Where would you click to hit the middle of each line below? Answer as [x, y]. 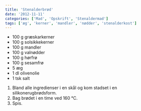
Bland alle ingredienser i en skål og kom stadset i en [65, 88]
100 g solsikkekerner [33, 42]
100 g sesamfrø [28, 63]
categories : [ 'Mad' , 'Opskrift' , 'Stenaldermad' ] [57, 18]
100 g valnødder [28, 53]
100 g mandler [27, 47]
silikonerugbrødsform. [35, 93]
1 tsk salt [21, 78]
